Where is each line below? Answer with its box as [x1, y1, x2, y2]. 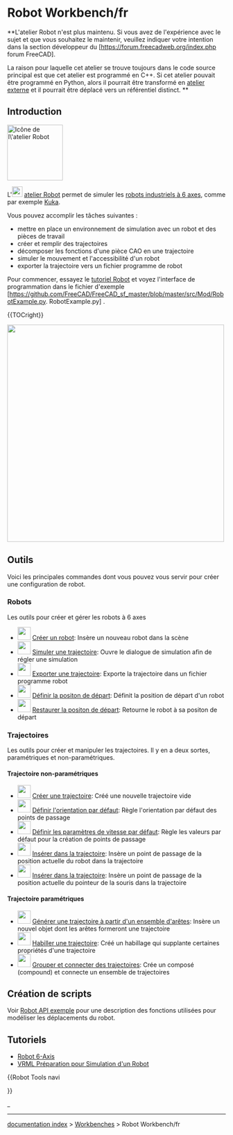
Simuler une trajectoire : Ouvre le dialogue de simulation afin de [32, 648, 212, 656]
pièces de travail [17, 231, 65, 240]
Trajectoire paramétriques [7, 895, 85, 903]
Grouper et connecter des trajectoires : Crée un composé [32, 961, 194, 969]
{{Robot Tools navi [7, 1073, 60, 1081]
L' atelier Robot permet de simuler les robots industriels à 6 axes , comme [7, 190, 226, 199]
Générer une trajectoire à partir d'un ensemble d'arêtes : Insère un [32, 917, 221, 925]
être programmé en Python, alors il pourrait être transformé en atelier [7, 78, 205, 86]
